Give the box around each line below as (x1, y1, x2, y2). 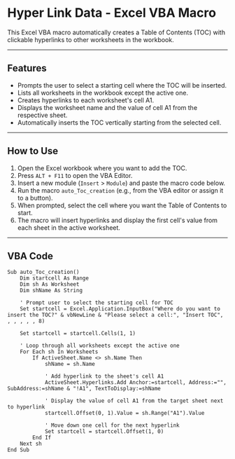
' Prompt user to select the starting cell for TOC (20, 299, 173, 306)
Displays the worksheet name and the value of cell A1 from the (17, 103, 198, 111)
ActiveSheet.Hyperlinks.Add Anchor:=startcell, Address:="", (44, 379, 227, 386)
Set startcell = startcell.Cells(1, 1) (20, 330, 136, 337)
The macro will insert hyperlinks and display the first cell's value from (17, 216, 218, 224)
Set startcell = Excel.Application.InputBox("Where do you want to (20, 306, 220, 313)
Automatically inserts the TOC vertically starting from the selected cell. (17, 118, 222, 127)
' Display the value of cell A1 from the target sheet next (44, 397, 224, 404)
